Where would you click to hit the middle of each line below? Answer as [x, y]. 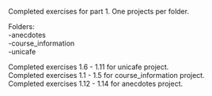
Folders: [21, 26]
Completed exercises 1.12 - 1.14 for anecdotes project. [96, 83]
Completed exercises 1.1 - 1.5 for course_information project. [106, 75]
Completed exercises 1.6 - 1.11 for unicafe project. [89, 67]
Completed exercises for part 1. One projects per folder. [99, 11]
